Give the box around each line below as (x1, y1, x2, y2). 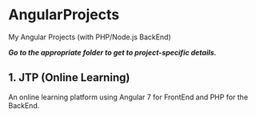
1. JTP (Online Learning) (8, 71, 130, 85)
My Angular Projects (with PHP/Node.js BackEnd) (8, 32, 172, 42)
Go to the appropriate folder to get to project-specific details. (8, 47, 218, 57)
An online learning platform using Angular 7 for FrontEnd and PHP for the (8, 92, 249, 102)
